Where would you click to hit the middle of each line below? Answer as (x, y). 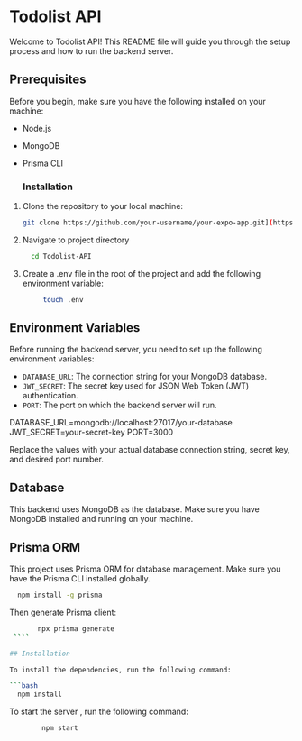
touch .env (63, 299)
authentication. (50, 396)
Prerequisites (48, 80)
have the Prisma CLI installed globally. (80, 579)
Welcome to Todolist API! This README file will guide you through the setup (150, 41)
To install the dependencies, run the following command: (120, 670)
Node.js (37, 128)
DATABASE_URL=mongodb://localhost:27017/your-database (121, 423)
